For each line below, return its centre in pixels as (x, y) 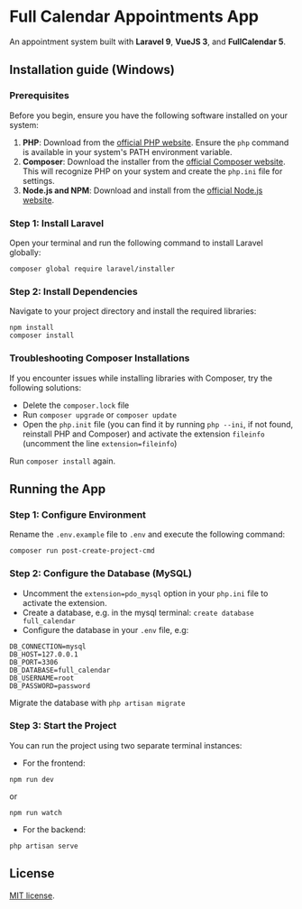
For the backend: (54, 829)
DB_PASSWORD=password (50, 686)
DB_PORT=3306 (34, 662)
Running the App (58, 489)
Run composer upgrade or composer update (100, 414)
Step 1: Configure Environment (78, 514)
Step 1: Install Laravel (57, 223)
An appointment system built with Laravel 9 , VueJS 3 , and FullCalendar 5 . (148, 41)
